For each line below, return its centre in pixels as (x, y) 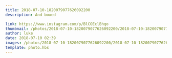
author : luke (19, 34)
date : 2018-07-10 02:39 (31, 38)
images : (14, 43)
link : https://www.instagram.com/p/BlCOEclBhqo (57, 24)
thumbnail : (17, 28)
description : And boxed (31, 15)
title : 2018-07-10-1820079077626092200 (48, 10)
